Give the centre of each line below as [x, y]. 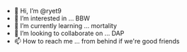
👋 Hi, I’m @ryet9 [38, 11]
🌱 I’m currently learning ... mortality [66, 26]
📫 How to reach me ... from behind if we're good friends [97, 41]
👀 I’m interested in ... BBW [52, 18]
